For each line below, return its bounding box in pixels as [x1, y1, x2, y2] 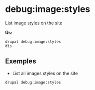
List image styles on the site [5, 20, 63, 26]
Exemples [5, 57, 36, 66]
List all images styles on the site [12, 70, 78, 76]
